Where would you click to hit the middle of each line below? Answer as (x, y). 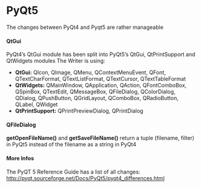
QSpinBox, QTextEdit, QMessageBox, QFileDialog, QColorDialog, (95, 92)
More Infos (20, 158)
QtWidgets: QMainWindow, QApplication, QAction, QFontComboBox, (101, 86)
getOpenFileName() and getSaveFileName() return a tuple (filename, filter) (100, 138)
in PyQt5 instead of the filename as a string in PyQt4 (72, 145)
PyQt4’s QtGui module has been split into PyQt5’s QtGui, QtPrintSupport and (101, 54)
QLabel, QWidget (37, 105)
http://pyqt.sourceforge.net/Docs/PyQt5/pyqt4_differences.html (85, 178)
